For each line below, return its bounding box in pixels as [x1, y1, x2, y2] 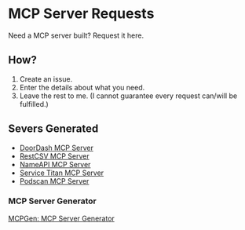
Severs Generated [8, 122, 99, 136]
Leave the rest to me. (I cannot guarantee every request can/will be [19, 91, 238, 100]
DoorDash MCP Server [19, 143, 94, 152]
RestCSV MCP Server [19, 151, 90, 161]
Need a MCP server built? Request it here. [8, 31, 144, 40]
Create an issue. [19, 74, 73, 83]
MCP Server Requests [8, 5, 155, 23]
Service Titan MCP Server [19, 168, 104, 177]
